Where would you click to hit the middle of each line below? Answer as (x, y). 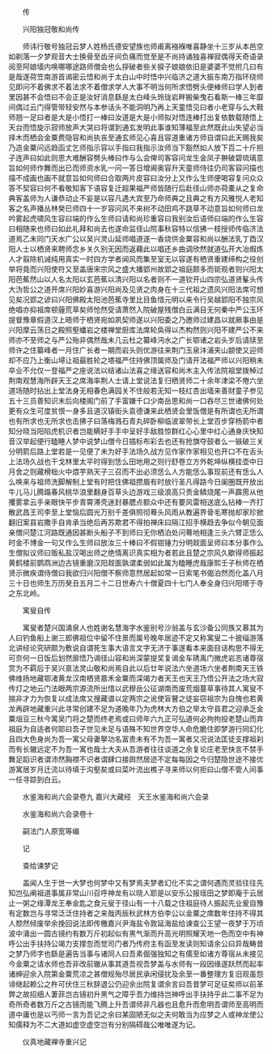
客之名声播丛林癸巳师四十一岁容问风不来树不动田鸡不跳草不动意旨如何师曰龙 (136, 208)
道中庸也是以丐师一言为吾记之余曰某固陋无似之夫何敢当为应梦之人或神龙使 (132, 1014)
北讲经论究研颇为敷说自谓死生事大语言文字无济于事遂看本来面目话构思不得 (132, 648)
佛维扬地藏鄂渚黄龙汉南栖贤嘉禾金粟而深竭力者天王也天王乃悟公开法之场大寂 (136, 678)
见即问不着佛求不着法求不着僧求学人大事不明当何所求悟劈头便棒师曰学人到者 (136, 87)
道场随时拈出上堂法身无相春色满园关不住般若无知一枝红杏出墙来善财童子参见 (136, 390)
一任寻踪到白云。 (37, 779)
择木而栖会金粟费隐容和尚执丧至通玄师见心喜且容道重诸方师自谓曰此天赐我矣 (136, 137)
